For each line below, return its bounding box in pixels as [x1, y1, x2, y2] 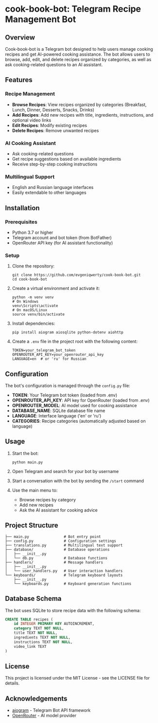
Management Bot [5, 14, 76, 25]
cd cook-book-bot [12, 277, 48, 282]
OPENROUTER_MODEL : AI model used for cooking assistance [12, 403, 137, 409]
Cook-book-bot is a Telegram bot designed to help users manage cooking [5, 46, 153, 52]
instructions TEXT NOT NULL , [14, 640, 73, 644]
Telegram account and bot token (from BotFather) [12, 234, 112, 240]
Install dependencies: [12, 321, 55, 327]
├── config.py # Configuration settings [5, 538, 117, 543]
